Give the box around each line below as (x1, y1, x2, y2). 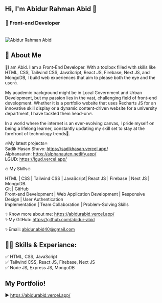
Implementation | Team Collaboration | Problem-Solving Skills (5, 202, 129, 207)
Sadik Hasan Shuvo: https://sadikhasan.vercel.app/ (5, 146, 109, 151)
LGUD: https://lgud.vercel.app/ (5, 156, 67, 162)
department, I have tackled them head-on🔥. (5, 110, 93, 116)
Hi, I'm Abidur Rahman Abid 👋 (5, 5, 97, 13)
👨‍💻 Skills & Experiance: (5, 241, 77, 249)
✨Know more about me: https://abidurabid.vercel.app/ (5, 211, 115, 217)
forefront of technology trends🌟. (5, 130, 70, 136)
